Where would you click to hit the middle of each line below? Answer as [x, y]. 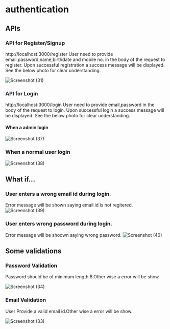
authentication [37, 9]
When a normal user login [38, 152]
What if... [20, 180]
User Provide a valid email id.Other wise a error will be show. [69, 311]
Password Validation [31, 265]
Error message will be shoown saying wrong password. [63, 235]
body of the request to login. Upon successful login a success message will [85, 110]
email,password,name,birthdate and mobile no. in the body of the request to [85, 59]
